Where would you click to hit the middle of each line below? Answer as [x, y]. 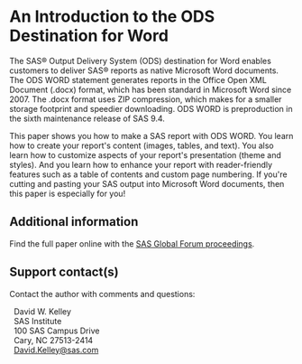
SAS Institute [37, 321]
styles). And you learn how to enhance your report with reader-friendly [141, 164]
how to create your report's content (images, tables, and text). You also [142, 145]
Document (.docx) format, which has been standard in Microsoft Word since [151, 89]
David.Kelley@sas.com [56, 350]
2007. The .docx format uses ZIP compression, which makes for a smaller [146, 99]
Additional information [74, 222]
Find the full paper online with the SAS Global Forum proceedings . [132, 243]
